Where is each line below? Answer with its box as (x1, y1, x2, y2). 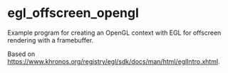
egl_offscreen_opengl (7, 5, 139, 21)
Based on (7, 50, 36, 58)
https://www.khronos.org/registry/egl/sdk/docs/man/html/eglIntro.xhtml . (7, 57, 220, 65)
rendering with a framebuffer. (7, 35, 94, 44)
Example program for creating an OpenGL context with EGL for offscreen (7, 28, 222, 37)
